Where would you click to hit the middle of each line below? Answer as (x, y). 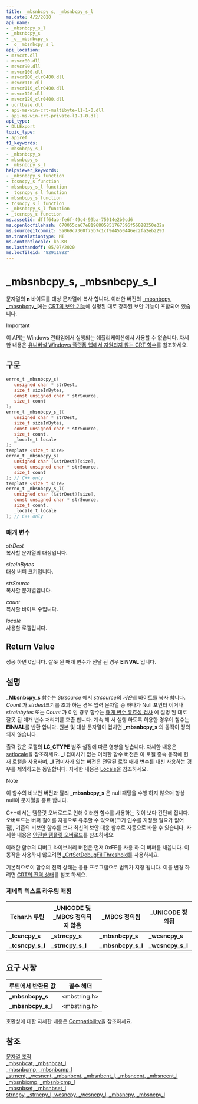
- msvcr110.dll (25, 83)
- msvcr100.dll (25, 72)
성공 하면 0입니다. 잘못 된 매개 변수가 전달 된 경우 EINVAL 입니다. (81, 661)
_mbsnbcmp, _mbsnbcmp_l (39, 1070)
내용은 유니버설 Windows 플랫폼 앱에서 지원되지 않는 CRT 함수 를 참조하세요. (100, 345)
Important (18, 325)
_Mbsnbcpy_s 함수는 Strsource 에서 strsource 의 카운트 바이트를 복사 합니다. (96, 697)
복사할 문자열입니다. (29, 590)
